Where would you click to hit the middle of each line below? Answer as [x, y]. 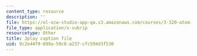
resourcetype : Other [31, 33]
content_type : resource [35, 11]
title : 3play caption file [39, 38]
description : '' [26, 17]
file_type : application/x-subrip [47, 28]
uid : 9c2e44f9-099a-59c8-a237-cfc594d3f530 [60, 44]
